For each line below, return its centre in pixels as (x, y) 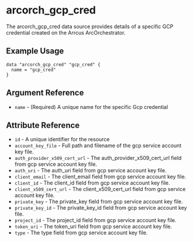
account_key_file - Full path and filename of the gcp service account (98, 146)
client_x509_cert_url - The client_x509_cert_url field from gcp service (100, 189)
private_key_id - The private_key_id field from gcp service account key (101, 208)
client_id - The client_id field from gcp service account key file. (92, 183)
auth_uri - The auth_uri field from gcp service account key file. (90, 171)
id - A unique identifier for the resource (62, 139)
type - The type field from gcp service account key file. (81, 233)
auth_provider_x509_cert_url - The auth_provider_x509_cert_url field (98, 158)
